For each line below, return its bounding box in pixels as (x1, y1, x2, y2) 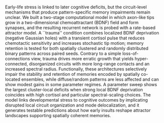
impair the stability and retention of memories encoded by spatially (5, 71, 140, 77)
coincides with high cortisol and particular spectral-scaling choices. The (5, 92, 151, 98)
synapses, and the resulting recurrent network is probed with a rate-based (5, 25, 156, 31)
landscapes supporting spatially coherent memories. (5, 113, 111, 118)
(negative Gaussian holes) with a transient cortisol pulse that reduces (5, 35, 145, 41)
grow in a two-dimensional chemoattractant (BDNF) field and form (5, 19, 139, 25)
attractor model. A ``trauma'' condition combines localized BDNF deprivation (5, 30, 159, 35)
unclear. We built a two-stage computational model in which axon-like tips (5, 15, 155, 20)
